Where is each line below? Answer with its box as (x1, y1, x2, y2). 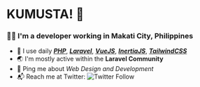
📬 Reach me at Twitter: (16, 72, 86, 81)
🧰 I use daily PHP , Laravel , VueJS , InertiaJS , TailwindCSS (16, 47, 187, 55)
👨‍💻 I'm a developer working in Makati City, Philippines (6, 31, 194, 41)
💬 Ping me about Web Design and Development (16, 65, 154, 73)
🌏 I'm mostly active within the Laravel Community (16, 55, 164, 63)
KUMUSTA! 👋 (6, 6, 85, 22)
